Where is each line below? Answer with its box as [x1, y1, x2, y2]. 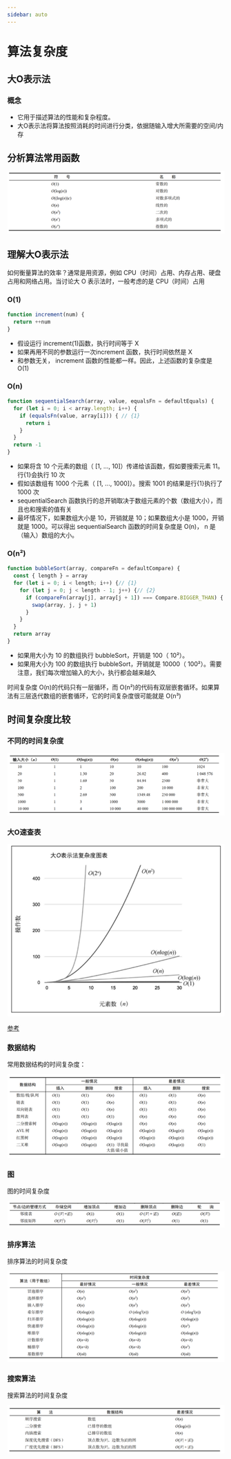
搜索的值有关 [35, 505, 72, 514]
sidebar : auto [7, 11, 48, 18]
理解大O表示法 [7, 249, 69, 261]
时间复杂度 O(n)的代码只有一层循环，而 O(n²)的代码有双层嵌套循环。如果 [7, 683, 214, 691]
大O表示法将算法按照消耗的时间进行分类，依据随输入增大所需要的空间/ [17, 121, 218, 130]
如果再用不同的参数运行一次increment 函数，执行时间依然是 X [17, 348, 193, 356]
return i [25, 419, 51, 427]
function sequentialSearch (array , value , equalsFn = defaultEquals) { [7, 398, 214, 405]
